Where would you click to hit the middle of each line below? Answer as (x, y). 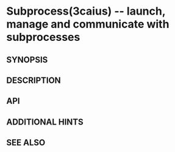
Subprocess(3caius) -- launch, (86, 11)
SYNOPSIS (27, 60)
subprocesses (43, 37)
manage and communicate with (88, 24)
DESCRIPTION (34, 80)
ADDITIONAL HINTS (45, 122)
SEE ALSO (26, 143)
